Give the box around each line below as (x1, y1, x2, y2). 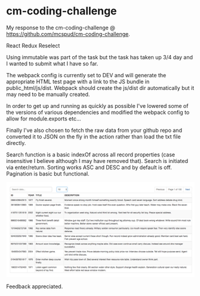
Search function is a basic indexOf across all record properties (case (6, 151, 175, 158)
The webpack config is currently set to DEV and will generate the (6, 71, 167, 78)
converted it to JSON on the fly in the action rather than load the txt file (6, 133, 181, 140)
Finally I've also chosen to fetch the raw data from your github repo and (6, 126, 182, 134)
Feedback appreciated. (6, 283, 63, 290)
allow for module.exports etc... (6, 115, 82, 122)
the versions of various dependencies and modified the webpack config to (6, 108, 190, 116)
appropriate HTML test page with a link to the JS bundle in (6, 78, 150, 85)
